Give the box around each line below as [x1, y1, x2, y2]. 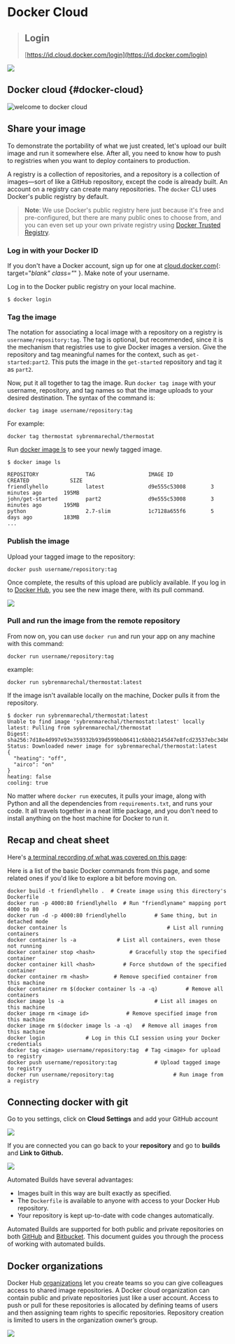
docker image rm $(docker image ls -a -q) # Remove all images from [7, 1022, 218, 1029]
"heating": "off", [13, 755, 68, 762]
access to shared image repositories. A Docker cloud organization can [7, 1286, 210, 1295]
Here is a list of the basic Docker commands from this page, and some [7, 866, 211, 875]
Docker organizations [7, 1260, 104, 1272]
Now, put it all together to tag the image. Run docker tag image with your [7, 379, 216, 387]
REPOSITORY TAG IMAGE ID [7, 471, 173, 478]
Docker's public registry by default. [7, 192, 109, 200]
